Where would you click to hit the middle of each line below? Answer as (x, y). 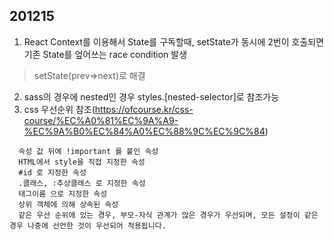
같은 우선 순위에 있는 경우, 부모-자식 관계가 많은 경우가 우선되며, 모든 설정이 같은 (168, 215)
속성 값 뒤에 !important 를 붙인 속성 (88, 151)
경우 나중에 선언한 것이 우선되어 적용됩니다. (88, 225)
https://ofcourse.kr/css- (144, 109)
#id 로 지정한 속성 (52, 172)
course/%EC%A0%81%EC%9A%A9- (101, 120)
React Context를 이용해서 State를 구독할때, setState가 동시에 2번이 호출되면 (174, 41)
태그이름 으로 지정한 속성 (63, 194)
